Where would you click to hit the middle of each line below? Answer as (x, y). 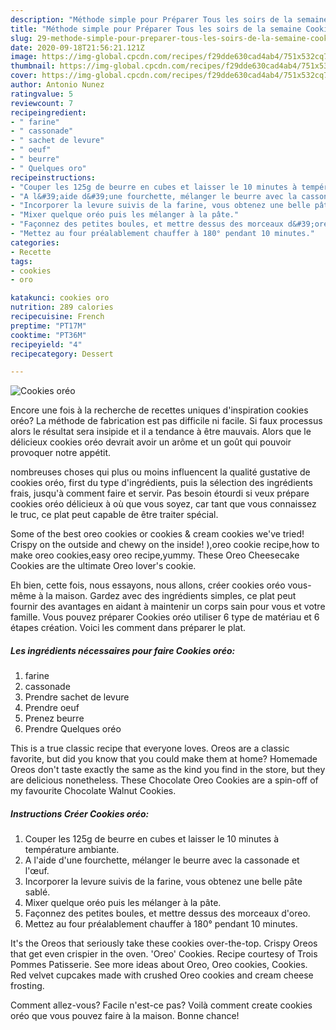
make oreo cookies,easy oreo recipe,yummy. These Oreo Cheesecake (155, 555)
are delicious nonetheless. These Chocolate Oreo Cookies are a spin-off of (164, 780)
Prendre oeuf (52, 708)
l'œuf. (37, 871)
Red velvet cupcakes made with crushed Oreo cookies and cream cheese (162, 975)
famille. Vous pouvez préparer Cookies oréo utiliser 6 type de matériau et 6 (165, 617)
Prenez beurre (54, 718)
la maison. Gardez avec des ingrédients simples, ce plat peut (171, 596)
